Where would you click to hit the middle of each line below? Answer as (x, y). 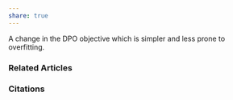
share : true (28, 16)
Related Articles (40, 67)
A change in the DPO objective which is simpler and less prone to (117, 38)
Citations (27, 89)
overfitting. (27, 47)
